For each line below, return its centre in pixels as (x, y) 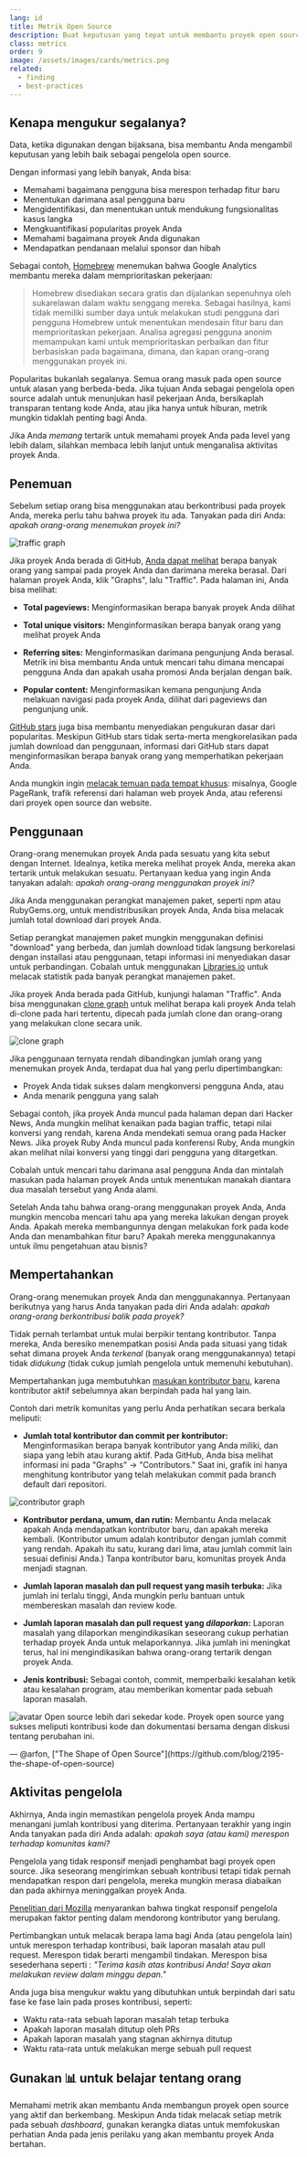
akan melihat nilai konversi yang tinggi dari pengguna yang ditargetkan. (144, 1153)
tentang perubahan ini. (52, 1736)
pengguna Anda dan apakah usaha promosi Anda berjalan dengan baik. (158, 672)
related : (26, 69)
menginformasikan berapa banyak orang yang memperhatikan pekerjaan (147, 756)
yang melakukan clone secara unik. (76, 1024)
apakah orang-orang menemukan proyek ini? (95, 526)
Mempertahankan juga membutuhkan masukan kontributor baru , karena (145, 1380)
